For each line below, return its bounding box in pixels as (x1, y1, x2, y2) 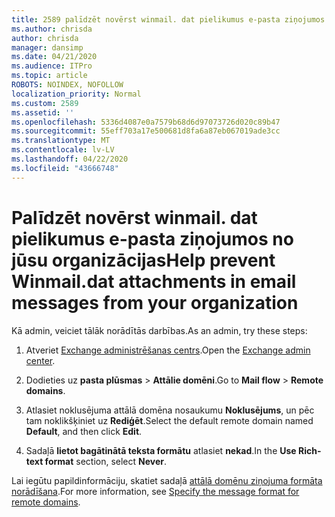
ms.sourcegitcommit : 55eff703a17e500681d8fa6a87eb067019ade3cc (11, 126, 281, 136)
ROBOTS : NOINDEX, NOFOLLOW (11, 80, 124, 90)
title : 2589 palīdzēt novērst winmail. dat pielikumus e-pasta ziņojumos (11, 14, 326, 25)
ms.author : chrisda (11, 24, 93, 34)
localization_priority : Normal (11, 89, 142, 99)
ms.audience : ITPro (11, 61, 93, 71)
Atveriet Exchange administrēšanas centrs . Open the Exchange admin (25, 344, 311, 356)
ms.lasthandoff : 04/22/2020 (11, 154, 129, 164)
